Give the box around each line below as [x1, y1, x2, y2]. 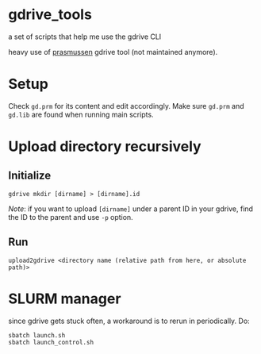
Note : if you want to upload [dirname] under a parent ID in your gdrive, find [8, 204, 254, 214]
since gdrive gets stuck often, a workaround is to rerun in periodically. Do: [8, 316, 250, 325]
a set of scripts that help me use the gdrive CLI [8, 32, 162, 41]
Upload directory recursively [8, 137, 202, 156]
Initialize [8, 169, 52, 183]
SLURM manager [8, 290, 121, 307]
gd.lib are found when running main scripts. [8, 110, 154, 119]
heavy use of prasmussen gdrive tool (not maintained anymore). [8, 47, 218, 56]
